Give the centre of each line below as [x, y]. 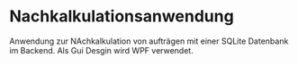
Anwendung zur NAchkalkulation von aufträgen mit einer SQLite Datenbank [149, 41]
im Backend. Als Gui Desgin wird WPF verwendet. [101, 50]
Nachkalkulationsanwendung [122, 16]
